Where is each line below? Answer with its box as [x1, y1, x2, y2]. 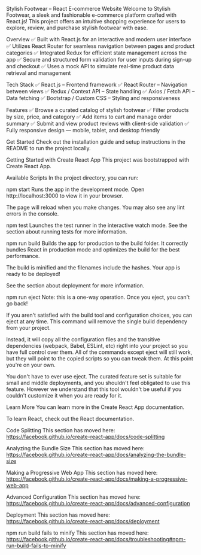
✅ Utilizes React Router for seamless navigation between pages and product [6, 43, 195, 50]
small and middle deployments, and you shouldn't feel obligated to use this [6, 380, 191, 386]
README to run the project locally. [6, 145, 91, 151]
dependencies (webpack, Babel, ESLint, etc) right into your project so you [6, 342, 188, 349]
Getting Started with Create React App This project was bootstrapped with [6, 156, 190, 163]
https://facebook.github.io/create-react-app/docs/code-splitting [6, 433, 165, 440]
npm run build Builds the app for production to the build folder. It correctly [6, 239, 188, 247]
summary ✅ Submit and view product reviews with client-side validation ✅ [6, 120, 190, 127]
